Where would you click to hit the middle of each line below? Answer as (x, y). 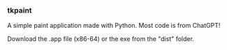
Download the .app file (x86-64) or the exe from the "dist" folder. (101, 39)
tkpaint (20, 10)
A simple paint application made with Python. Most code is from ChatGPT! (114, 26)
